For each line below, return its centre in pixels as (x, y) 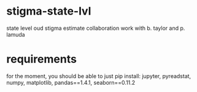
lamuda (16, 34)
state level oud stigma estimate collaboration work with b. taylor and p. (96, 28)
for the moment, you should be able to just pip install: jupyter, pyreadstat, (99, 76)
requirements (41, 59)
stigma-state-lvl (49, 11)
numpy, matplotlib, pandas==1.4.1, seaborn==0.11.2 (71, 82)
